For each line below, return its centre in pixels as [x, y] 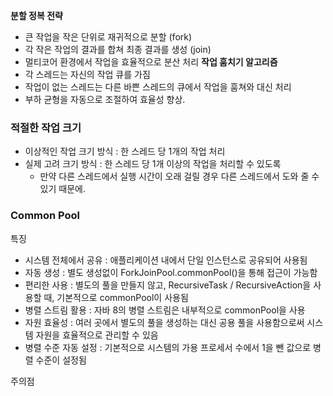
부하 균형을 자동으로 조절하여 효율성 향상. [105, 99]
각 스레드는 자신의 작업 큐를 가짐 [87, 74]
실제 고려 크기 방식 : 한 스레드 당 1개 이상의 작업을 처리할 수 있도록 [153, 164]
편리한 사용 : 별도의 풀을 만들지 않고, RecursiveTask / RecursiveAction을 [168, 285]
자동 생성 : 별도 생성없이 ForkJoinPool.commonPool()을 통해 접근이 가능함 [171, 272]
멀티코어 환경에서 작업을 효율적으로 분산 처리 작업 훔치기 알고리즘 [151, 62]
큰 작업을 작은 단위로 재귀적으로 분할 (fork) [108, 37]
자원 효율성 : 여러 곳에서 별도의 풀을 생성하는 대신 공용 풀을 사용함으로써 [164, 322]
